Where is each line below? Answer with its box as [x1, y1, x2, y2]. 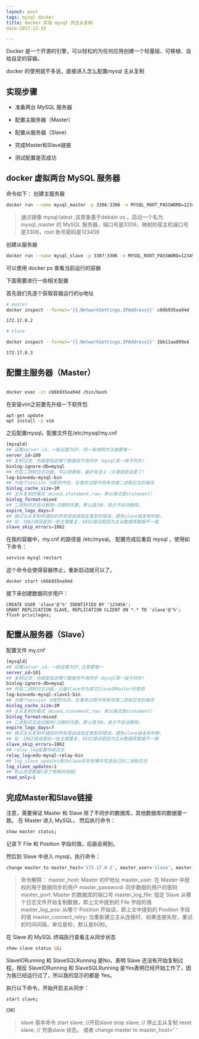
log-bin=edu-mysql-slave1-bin [6, 692, 81, 698]
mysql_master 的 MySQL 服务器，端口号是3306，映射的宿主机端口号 [20, 221, 189, 228]
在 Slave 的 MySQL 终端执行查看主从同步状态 [6, 933, 116, 940]
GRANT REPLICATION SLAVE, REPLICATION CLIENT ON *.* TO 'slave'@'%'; [6, 607, 182, 613]
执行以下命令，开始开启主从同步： [6, 984, 89, 991]
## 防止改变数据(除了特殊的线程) [6, 769, 77, 775]
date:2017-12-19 [6, 25, 46, 32]
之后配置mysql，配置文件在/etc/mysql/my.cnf [6, 429, 117, 437]
